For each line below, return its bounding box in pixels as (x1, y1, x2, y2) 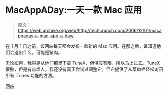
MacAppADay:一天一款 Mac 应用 (5, 4, 142, 16)
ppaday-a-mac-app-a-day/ (17, 33, 74, 39)
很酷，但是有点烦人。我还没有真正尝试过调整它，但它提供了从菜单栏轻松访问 (5, 66, 163, 72)
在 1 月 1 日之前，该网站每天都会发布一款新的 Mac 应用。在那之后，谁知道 (5, 43, 157, 49)
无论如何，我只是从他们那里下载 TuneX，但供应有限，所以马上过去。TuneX (5, 60, 160, 66)
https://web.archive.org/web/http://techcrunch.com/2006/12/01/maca (17, 27, 162, 33)
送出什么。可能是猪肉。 (14, 49, 63, 55)
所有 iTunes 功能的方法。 (5, 72, 57, 78)
